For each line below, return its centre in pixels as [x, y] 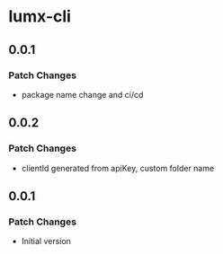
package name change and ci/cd [82, 94]
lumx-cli [40, 17]
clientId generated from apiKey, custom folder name [118, 168]
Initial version [46, 241]
